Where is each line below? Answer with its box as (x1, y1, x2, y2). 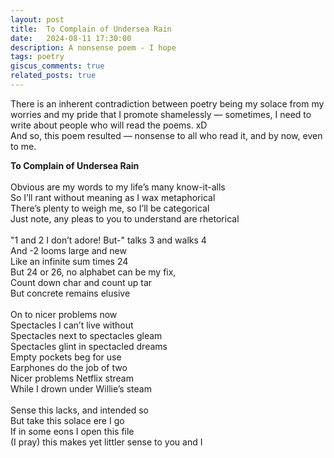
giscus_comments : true (10, 61, 105, 71)
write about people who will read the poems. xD (10, 119, 208, 131)
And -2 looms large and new (10, 244, 127, 256)
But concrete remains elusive (10, 287, 131, 299)
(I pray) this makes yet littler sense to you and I (10, 436, 203, 448)
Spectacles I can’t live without (10, 319, 134, 331)
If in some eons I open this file (10, 425, 135, 437)
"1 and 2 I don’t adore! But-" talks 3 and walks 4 (10, 234, 207, 246)
